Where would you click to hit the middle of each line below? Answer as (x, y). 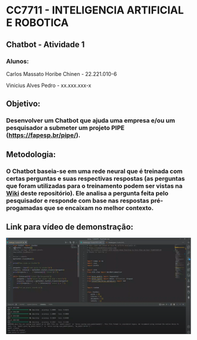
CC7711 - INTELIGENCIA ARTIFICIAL (95, 10)
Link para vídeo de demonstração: (70, 227)
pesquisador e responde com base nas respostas (78, 201)
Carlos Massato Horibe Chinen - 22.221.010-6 (62, 74)
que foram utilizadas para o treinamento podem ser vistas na (94, 186)
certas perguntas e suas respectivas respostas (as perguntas (96, 178)
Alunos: (18, 61)
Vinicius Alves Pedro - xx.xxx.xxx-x (49, 85)
